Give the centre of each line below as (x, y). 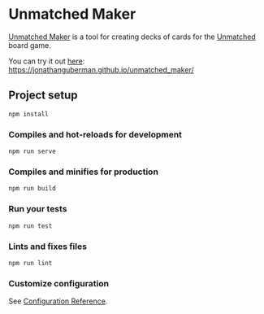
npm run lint (30, 263)
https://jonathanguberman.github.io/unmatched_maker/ (101, 69)
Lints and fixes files (48, 246)
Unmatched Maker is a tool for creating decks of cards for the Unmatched (132, 37)
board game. (30, 45)
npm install (28, 114)
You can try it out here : (47, 61)
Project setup (43, 96)
